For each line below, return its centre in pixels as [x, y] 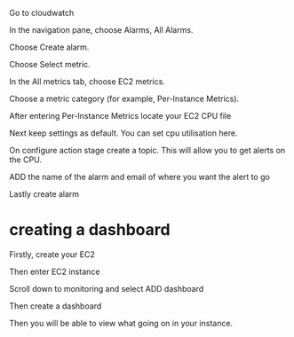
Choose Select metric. [50, 64]
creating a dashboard [90, 230]
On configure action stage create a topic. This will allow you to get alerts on [147, 150]
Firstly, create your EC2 [52, 254]
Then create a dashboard [56, 306]
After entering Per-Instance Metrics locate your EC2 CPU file [120, 116]
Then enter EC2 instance [55, 271]
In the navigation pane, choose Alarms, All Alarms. [101, 30]
